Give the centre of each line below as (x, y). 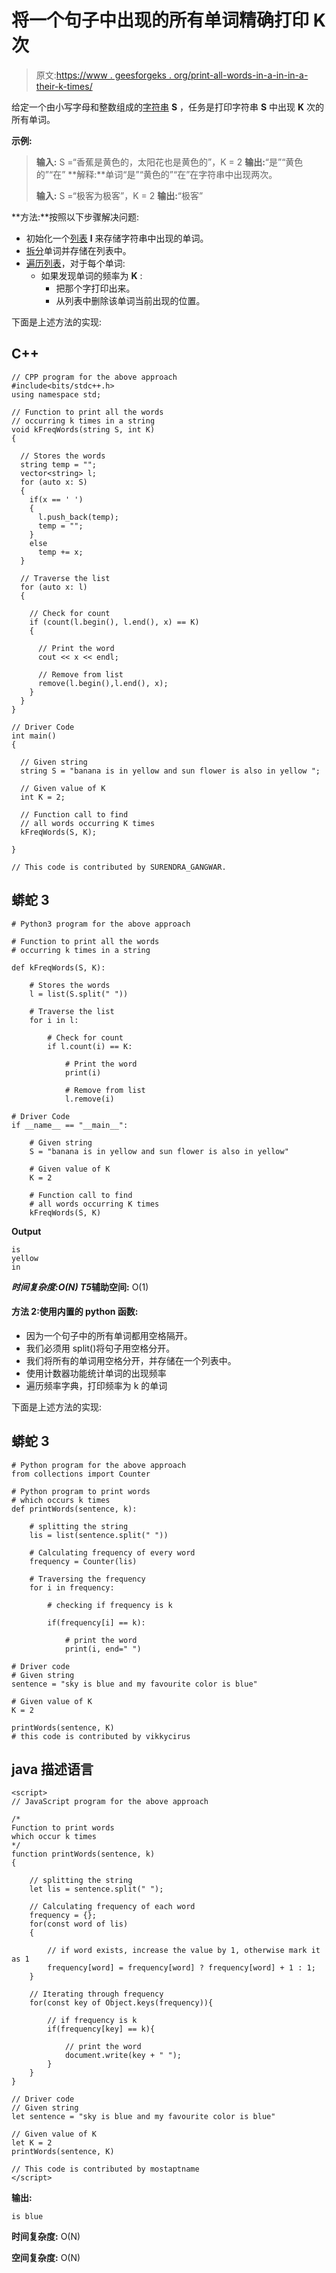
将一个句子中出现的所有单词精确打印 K (168, 20)
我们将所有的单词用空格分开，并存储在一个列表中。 (131, 1360)
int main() (34, 736)
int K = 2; (43, 797)
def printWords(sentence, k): (74, 1509)
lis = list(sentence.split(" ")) (99, 1535)
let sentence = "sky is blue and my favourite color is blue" (143, 2117)
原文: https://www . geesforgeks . (103, 75)
